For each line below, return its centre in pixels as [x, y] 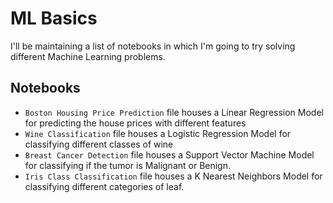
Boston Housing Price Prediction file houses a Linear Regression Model [174, 112]
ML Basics [54, 18]
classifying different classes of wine [99, 144]
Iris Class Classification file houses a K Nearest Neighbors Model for [173, 176]
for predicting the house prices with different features [135, 123]
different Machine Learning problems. [88, 56]
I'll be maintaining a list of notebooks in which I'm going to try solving [153, 46]
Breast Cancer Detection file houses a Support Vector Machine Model [169, 154]
